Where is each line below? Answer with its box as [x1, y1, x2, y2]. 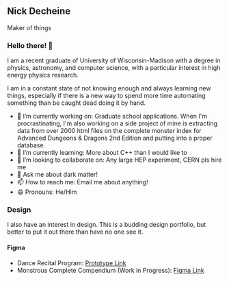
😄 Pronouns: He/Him [16, 188, 77, 196]
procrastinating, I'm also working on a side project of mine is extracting [16, 119, 217, 127]
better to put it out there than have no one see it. [7, 228, 144, 236]
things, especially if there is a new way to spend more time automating [7, 92, 206, 100]
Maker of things [7, 23, 52, 32]
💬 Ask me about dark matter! [16, 171, 98, 179]
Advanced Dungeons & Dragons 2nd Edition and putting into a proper [16, 134, 213, 143]
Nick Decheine [7, 5, 71, 17]
